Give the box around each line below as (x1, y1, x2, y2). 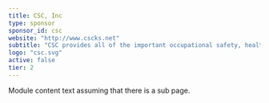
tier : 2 (8, 64, 34, 72)
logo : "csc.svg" (8, 49, 62, 57)
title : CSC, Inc (8, 11, 62, 20)
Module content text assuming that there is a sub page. (8, 85, 191, 95)
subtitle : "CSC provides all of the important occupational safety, (8, 42, 242, 50)
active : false (8, 57, 56, 65)
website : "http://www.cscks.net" (8, 34, 120, 42)
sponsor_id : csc (8, 26, 62, 34)
